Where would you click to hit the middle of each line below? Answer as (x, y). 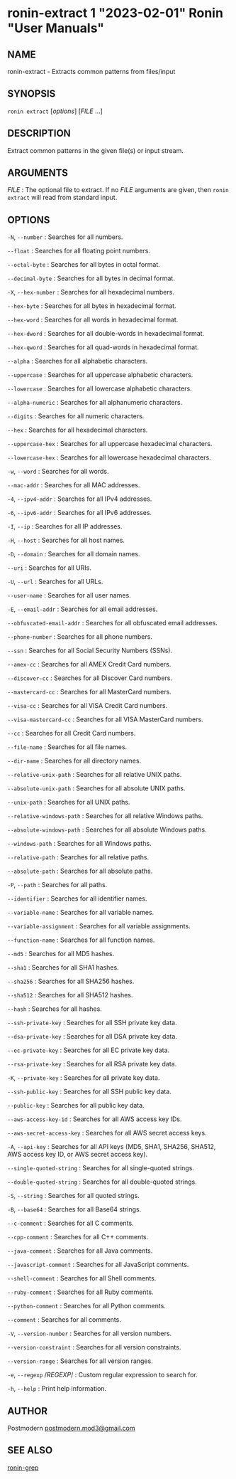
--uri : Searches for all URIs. (50, 568)
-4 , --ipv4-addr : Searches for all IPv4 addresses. (80, 499)
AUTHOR (28, 1411)
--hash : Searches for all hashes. (55, 1009)
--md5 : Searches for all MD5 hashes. (61, 954)
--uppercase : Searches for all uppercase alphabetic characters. (100, 375)
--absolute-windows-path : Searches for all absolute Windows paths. (107, 829)
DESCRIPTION (39, 133)
